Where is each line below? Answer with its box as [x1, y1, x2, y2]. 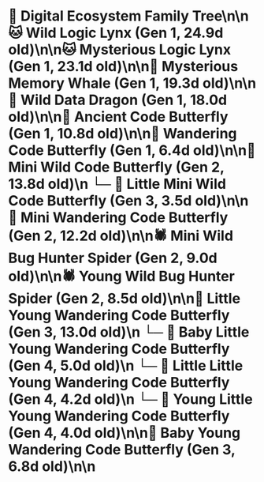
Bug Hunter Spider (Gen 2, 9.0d [8, 249, 218, 267]
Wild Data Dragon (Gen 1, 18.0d [20, 91, 227, 109]
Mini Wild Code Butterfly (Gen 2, [8, 158, 225, 176]
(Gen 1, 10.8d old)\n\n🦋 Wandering [8, 125, 238, 143]
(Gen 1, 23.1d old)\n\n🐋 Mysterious [8, 58, 239, 76]
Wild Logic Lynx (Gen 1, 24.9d [25, 24, 224, 42]
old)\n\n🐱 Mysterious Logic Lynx [8, 41, 231, 58]
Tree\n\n [191, 7, 250, 25]
